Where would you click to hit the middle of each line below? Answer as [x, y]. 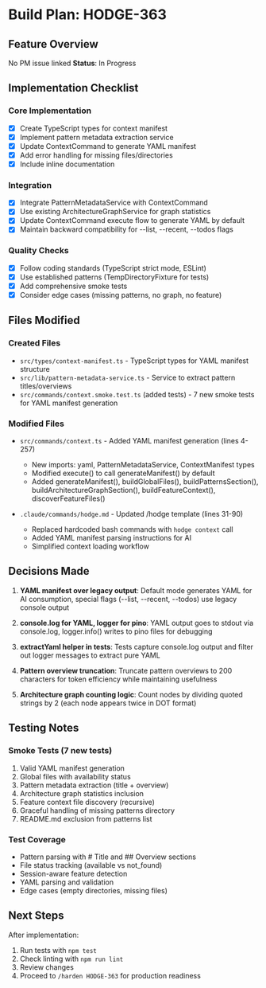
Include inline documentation [67, 164]
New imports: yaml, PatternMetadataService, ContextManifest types [143, 465]
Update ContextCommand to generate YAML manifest [108, 146]
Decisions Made [49, 571]
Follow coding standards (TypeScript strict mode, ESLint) [113, 268]
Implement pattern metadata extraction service [96, 137]
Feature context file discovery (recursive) [87, 802]
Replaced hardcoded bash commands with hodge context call [133, 529]
